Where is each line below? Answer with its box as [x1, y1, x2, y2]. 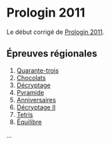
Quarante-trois [16, 66, 59, 74]
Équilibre [16, 118, 42, 126]
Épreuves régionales [6, 48, 98, 60]
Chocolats [16, 73, 46, 82]
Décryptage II [16, 102, 56, 111]
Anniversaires [16, 96, 56, 104]
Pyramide [16, 88, 44, 96]
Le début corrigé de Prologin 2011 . [6, 28, 105, 36]
